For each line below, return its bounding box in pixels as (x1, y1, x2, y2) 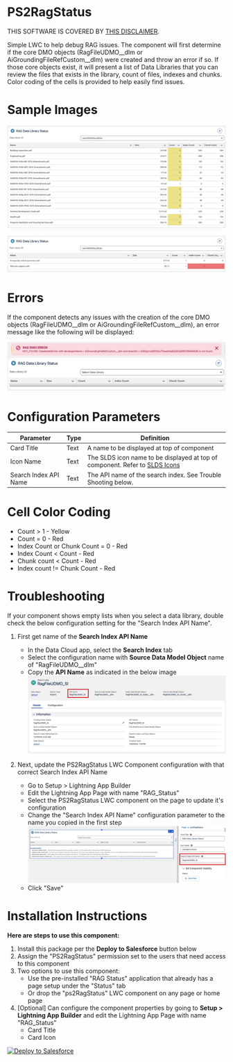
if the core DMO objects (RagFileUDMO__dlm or (7, 48, 144, 56)
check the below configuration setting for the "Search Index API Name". (7, 619, 212, 627)
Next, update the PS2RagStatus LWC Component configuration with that (17, 760, 225, 769)
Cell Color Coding (7, 505, 111, 520)
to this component (17, 960, 70, 968)
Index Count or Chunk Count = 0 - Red (17, 542, 128, 550)
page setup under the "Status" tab (27, 981, 126, 990)
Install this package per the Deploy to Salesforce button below (17, 945, 197, 953)
